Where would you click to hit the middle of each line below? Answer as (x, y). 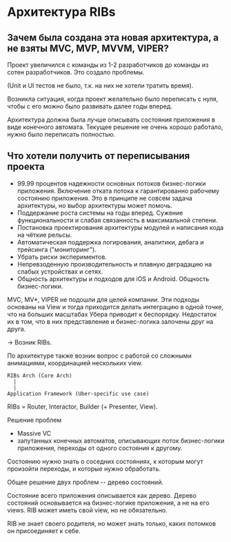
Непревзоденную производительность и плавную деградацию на (114, 264)
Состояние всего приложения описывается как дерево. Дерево (102, 495)
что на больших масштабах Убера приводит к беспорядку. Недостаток (112, 314)
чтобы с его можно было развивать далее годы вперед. (90, 106)
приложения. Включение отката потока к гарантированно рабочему (118, 191)
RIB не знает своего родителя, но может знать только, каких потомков (111, 523)
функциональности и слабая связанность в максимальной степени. (118, 220)
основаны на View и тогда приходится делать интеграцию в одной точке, (115, 307)
